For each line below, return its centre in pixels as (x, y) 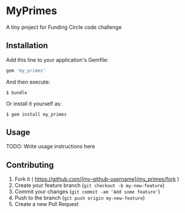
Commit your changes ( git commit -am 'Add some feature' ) (87, 192)
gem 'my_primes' (26, 71)
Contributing (30, 165)
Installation (27, 46)
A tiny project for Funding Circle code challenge (64, 27)
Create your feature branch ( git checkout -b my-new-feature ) (90, 185)
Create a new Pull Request (47, 204)
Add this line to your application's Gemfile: (57, 59)
